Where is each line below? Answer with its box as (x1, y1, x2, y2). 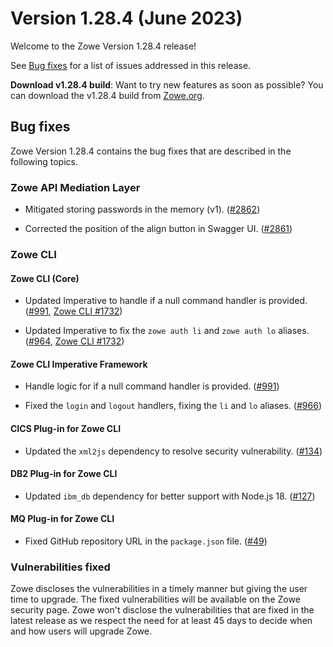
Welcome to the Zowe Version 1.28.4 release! (10, 40, 197, 52)
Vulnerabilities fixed (10, 560, 111, 574)
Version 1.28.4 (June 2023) (10, 7, 243, 30)
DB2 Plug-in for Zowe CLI (10, 468, 118, 480)
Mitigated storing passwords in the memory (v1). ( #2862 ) (24, 203, 261, 216)
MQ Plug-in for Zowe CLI (10, 513, 115, 525)
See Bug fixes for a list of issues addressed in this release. (10, 59, 252, 71)
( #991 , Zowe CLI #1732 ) (24, 305, 123, 317)
